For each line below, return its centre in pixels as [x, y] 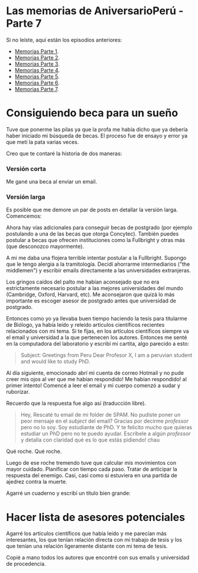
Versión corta [26, 169]
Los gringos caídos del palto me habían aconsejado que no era [83, 282]
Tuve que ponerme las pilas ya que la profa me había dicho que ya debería [97, 129]
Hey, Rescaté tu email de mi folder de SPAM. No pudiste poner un [100, 415]
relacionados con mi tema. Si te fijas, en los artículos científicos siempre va [98, 331]
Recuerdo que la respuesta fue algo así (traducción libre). [76, 403]
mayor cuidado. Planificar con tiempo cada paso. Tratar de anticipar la [92, 469]
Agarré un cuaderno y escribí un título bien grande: [69, 493]
